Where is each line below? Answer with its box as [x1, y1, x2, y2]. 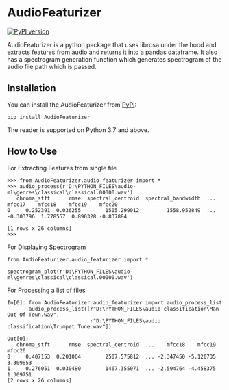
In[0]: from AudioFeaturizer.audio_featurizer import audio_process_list [7, 299, 223, 306]
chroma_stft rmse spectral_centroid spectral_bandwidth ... [16, 195, 216, 202]
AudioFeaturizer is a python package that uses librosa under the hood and [7, 40, 217, 49]
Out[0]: [7, 335, 29, 342]
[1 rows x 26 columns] [7, 224, 72, 232]
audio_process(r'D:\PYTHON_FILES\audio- [19, 183, 136, 190]
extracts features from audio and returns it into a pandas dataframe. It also [7, 48, 218, 56]
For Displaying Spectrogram [7, 243, 86, 251]
